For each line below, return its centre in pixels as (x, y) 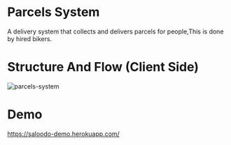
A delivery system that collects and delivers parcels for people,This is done (115, 31)
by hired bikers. (30, 38)
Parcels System (54, 12)
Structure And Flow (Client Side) (103, 67)
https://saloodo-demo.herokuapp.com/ (64, 134)
